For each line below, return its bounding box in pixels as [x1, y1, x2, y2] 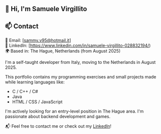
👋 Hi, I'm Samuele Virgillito [5, 5, 87, 13]
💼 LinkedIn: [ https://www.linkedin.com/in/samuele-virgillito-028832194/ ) [5, 42, 151, 49]
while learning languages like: [5, 79, 65, 85]
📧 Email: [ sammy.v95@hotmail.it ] [5, 38, 72, 43]
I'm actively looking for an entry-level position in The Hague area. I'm [5, 108, 144, 115]
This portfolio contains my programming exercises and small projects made [5, 74, 157, 80]
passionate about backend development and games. [5, 114, 111, 119]
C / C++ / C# [12, 89, 38, 95]
